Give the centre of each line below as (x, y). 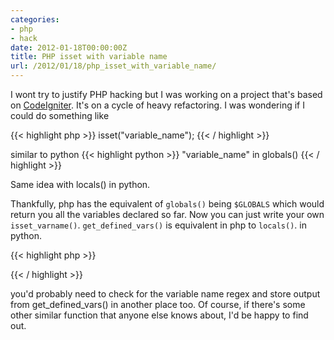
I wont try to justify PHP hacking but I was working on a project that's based (166, 94)
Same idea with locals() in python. (80, 184)
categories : (35, 19)
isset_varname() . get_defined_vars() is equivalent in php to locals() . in (158, 225)
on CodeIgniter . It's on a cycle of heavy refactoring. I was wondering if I (157, 105)
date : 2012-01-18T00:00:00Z (69, 47)
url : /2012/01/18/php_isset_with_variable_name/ (113, 66)
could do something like (60, 115)
